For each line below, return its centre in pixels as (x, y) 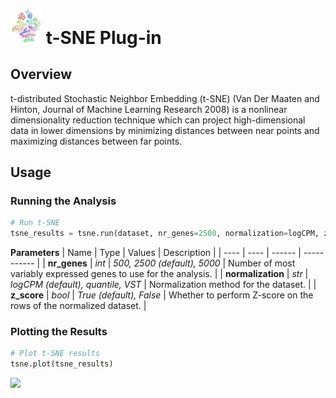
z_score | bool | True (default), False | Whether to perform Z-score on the (162, 295)
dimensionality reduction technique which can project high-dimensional (158, 120)
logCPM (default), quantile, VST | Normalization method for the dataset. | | (163, 284)
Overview (41, 74)
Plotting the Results (59, 331)
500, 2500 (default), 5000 (167, 263)
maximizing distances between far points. (96, 141)
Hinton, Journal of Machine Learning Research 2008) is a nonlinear (149, 109)
